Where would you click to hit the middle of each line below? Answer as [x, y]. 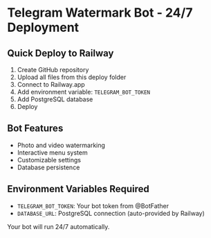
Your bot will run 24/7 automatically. [58, 226]
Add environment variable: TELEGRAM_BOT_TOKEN [84, 92]
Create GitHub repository [53, 70]
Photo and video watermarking [61, 145]
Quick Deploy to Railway [61, 53]
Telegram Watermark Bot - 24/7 [100, 13]
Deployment [43, 27]
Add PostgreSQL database [55, 99]
